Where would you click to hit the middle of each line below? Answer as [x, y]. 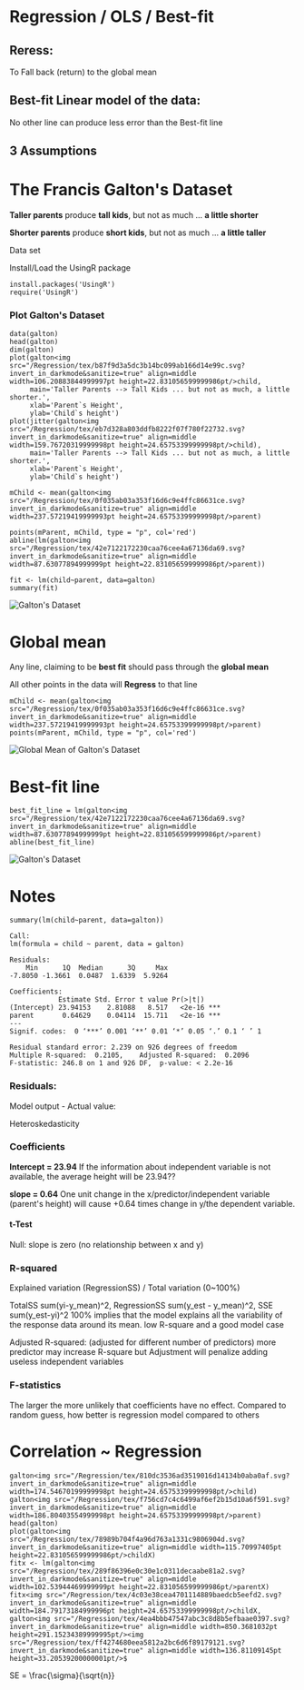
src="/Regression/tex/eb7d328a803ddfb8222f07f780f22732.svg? [127, 430]
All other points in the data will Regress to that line [103, 685]
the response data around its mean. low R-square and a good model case [147, 1325]
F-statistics [35, 1385]
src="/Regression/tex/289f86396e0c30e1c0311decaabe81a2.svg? [127, 1571]
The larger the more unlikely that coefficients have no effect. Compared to [148, 1405]
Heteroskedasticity [44, 1123]
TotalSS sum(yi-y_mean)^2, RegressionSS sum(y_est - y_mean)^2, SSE [142, 1306]
